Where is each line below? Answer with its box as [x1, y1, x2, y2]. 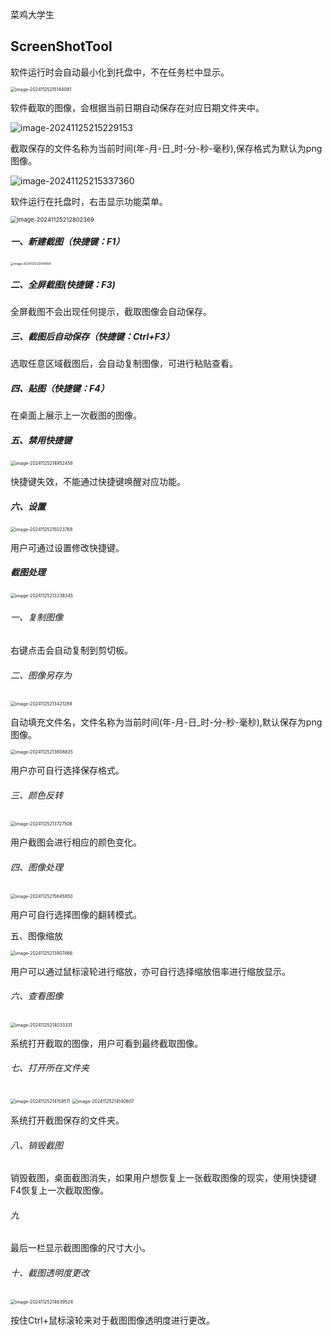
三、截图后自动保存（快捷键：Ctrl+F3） [10, 330, 175, 342]
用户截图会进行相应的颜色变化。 [10, 836, 142, 848]
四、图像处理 [10, 861, 63, 873]
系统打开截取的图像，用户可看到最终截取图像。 [10, 1037, 203, 1049]
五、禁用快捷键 [10, 434, 72, 446]
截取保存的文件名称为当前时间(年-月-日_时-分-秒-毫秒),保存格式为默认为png [10, 142, 323, 154]
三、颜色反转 [10, 789, 63, 801]
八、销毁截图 [10, 1139, 63, 1151]
